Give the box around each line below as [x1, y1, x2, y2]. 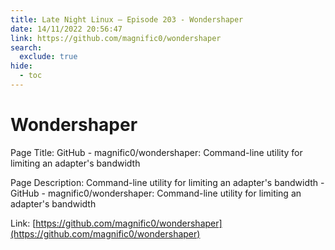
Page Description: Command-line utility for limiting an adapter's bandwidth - [10, 176, 325, 188]
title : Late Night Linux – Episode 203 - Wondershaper [10, 14, 244, 25]
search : [10, 42, 43, 53]
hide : [10, 61, 33, 71]
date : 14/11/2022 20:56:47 [10, 24, 123, 34]
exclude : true [19, 52, 78, 62]
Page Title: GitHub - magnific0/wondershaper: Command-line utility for [10, 146, 303, 158]
